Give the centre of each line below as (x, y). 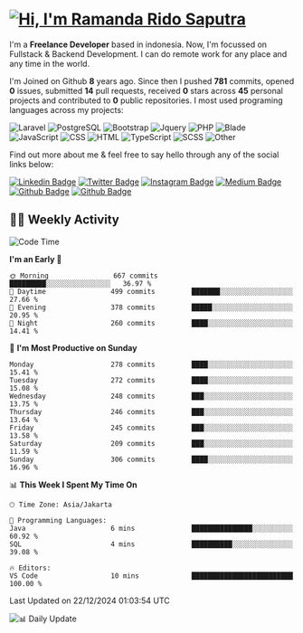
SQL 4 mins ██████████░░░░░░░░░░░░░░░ (151, 544)
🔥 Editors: (30, 568)
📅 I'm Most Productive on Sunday (73, 347)
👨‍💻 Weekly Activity (65, 220)
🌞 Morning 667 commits (84, 276)
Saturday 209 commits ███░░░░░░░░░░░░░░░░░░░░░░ (151, 443)
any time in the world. (50, 63)
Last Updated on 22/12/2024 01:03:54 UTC (90, 600)
